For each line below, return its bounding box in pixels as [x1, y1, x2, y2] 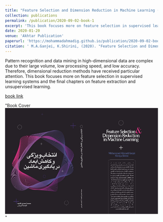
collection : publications [5, 13, 57, 18]
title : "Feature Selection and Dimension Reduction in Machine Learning [5, 8, 155, 13]
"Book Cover [5, 102, 31, 108]
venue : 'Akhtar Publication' [5, 34, 64, 38]
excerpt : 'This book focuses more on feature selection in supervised [5, 23, 151, 28]
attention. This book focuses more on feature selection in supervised [5, 73, 143, 79]
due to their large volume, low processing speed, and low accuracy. [5, 63, 141, 69]
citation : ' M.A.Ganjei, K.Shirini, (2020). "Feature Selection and [5, 44, 147, 49]
